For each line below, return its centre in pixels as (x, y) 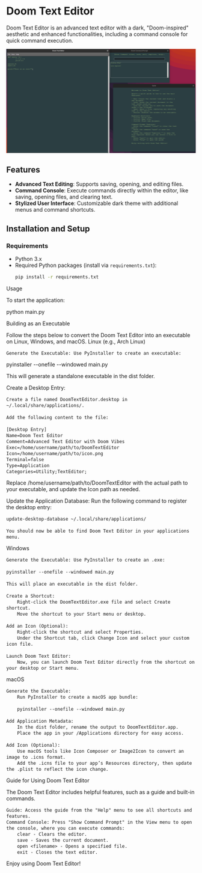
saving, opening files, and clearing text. (64, 197)
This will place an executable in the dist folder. (72, 584)
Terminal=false (25, 459)
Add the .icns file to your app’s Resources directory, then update (105, 763)
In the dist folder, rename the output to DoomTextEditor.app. (98, 727)
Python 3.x (28, 259)
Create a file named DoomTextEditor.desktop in (67, 399)
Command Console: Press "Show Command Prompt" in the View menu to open (99, 822)
